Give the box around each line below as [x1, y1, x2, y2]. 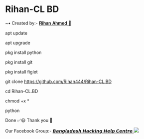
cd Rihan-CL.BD [5, 88, 38, 94]
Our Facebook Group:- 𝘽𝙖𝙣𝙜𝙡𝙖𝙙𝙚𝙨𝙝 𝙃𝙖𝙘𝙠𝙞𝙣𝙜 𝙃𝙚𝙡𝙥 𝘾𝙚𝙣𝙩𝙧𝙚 [5, 127, 133, 133]
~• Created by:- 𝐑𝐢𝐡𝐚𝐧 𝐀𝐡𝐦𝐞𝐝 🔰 [5, 20, 71, 26]
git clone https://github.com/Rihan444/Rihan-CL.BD [5, 78, 112, 84]
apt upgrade [5, 39, 31, 45]
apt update [5, 30, 27, 36]
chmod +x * [5, 97, 29, 103]
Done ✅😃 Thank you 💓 [5, 117, 53, 123]
